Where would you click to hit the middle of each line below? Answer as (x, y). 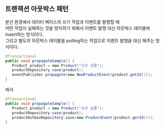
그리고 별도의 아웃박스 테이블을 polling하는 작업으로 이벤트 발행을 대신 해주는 (80, 40)
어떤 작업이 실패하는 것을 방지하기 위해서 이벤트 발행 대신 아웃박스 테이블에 (78, 28)
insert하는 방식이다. (24, 34)
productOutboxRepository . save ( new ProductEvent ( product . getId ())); (83, 118)
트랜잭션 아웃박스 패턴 (37, 9)
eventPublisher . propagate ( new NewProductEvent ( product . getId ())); (82, 75)
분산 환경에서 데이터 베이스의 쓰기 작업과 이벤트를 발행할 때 (62, 22)
